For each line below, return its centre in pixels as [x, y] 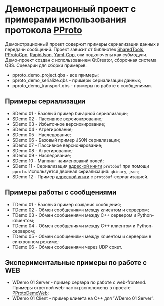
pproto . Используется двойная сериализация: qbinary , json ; [76, 171]
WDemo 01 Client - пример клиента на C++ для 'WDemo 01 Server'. [83, 298]
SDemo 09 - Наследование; [41, 155]
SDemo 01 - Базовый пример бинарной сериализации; [70, 113]
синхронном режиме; [35, 241]
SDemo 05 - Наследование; [41, 134]
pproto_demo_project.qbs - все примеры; [56, 75]
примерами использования [66, 20]
